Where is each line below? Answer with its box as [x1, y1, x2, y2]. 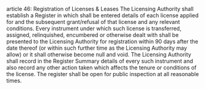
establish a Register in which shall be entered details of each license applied [6, 12, 199, 19]
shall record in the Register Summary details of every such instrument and [6, 58, 193, 64]
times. [6, 77, 22, 84]
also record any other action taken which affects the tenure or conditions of [6, 64, 197, 71]
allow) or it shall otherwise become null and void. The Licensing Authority [6, 51, 192, 58]
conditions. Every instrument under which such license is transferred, [6, 25, 182, 32]
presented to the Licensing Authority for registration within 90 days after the [6, 38, 199, 45]
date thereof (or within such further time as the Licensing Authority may [6, 44, 187, 52]
